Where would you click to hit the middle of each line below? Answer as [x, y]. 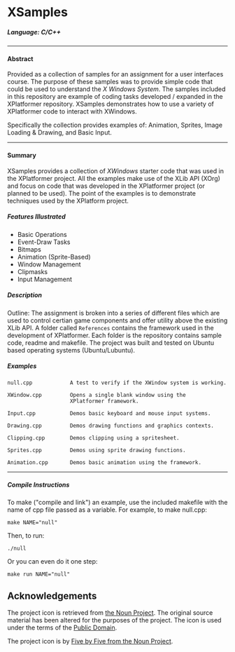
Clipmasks [32, 271]
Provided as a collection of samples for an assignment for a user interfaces [115, 74]
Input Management [44, 279]
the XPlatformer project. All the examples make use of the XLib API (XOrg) [114, 178]
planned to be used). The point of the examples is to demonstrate [101, 193]
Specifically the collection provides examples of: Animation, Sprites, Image [115, 125]
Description [25, 295]
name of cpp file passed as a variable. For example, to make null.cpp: [107, 510]
